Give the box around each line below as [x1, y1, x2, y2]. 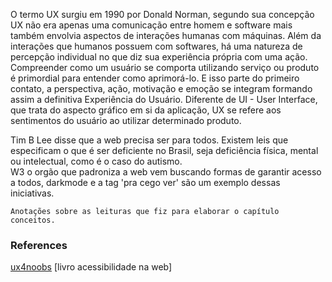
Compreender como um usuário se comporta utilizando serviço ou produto [10, 62, 320, 73]
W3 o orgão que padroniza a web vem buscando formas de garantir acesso [10, 166, 322, 178]
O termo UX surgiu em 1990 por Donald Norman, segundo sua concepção [10, 9, 315, 20]
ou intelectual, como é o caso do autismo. [10, 155, 183, 167]
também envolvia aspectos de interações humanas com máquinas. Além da [10, 30, 322, 41]
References [10, 238, 68, 252]
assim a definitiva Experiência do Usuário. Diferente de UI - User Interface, [10, 94, 318, 105]
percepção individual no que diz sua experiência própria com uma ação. [10, 51, 308, 63]
